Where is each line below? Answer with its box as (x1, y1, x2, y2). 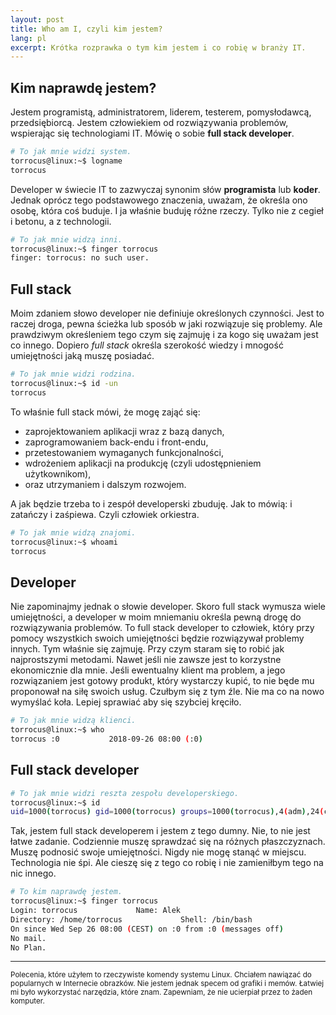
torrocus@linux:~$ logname (10, 156, 123, 166)
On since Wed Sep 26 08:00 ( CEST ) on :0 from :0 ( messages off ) (10, 924, 284, 934)
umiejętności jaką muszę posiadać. (10, 350, 155, 362)
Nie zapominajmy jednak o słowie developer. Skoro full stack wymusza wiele (10, 601, 326, 613)
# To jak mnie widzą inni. (10, 234, 123, 245)
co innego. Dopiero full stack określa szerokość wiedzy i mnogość (10, 339, 284, 351)
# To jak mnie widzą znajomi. (10, 527, 137, 538)
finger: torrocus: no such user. (10, 253, 150, 263)
